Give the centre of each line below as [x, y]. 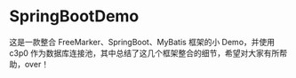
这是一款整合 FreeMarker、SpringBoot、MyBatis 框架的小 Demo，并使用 [142, 42]
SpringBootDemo [74, 16]
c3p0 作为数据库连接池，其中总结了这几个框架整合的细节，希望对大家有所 [144, 53]
